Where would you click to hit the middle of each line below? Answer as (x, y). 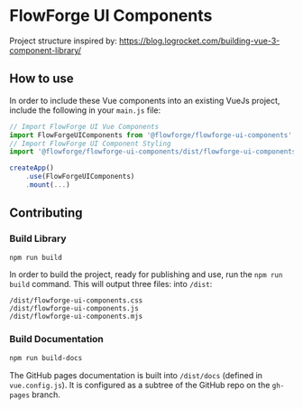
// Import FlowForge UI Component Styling (90, 144)
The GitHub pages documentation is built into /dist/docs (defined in (136, 375)
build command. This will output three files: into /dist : (111, 284)
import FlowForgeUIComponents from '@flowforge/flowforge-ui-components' (151, 135)
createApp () (32, 168)
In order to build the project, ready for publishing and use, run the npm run (146, 274)
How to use (41, 79)
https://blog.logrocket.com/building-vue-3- (199, 41)
